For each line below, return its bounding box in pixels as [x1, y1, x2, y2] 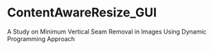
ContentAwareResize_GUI [7, 5, 157, 21]
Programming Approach [7, 34, 76, 42]
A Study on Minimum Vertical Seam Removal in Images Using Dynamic [7, 27, 207, 36]
